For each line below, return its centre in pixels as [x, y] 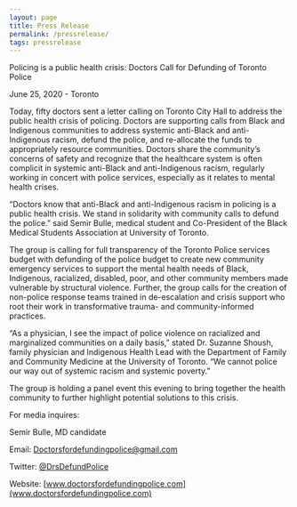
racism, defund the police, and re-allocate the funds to [152, 140]
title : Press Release [49, 26]
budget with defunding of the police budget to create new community [137, 260]
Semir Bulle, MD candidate [58, 432]
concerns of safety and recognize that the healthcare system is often [136, 159]
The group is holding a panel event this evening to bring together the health [148, 389]
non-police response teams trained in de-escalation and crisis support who [147, 297]
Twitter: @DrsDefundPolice [59, 467]
